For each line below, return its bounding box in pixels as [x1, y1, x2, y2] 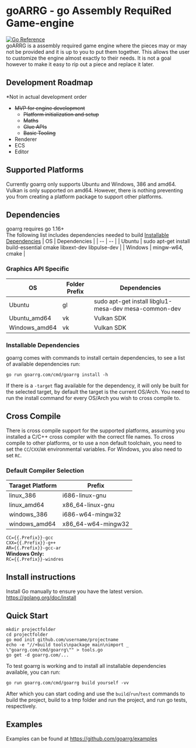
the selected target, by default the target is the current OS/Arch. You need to [6, 388, 190, 395]
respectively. [6, 702, 37, 709]
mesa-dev [93, 304, 123, 312]
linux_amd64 [9, 501, 45, 509]
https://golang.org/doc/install [6, 594, 77, 601]
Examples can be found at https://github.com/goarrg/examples [6, 735, 157, 742]
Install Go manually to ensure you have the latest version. [6, 588, 143, 595]
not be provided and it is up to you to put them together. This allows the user [6, 48, 190, 55]
